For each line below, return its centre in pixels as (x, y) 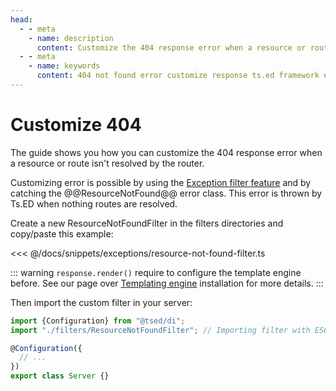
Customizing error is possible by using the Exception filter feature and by (161, 182)
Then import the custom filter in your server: (101, 302)
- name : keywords (64, 66)
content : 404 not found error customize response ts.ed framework (178, 76)
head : (21, 19)
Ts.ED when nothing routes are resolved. (94, 203)
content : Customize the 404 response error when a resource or (171, 47)
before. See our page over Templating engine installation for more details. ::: (167, 283)
